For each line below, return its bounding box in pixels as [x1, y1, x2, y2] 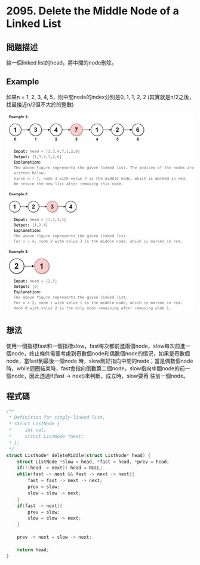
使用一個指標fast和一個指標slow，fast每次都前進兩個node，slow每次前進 [6, 342, 186, 349]
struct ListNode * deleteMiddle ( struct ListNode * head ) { [6, 452, 151, 458]
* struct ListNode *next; [8, 434, 84, 440]
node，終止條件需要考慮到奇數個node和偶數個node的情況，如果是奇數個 [11, 349, 190, 357]
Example [6, 76, 39, 87]
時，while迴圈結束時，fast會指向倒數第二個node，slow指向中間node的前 [6, 364, 185, 371]
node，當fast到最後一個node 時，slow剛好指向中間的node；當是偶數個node [6, 357, 193, 364]
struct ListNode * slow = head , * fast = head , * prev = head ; [17, 459, 170, 465]
